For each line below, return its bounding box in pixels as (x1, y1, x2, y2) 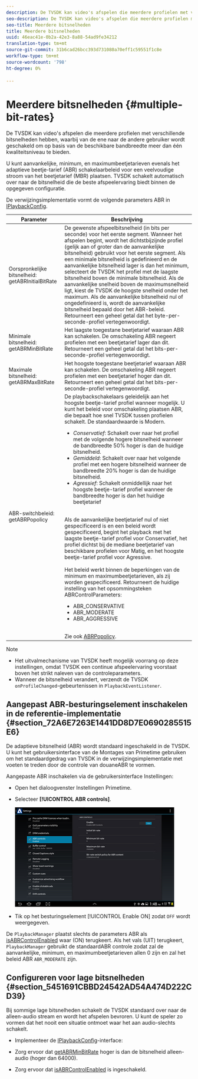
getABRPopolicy (8, 516, 48, 523)
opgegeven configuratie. (6, 185, 66, 192)
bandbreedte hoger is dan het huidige (73, 492, 165, 499)
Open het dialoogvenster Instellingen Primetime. (14, 784, 132, 791)
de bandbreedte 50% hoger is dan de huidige (73, 442, 184, 449)
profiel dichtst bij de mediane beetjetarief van (64, 541, 175, 548)
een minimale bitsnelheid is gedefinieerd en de (64, 256, 177, 263)
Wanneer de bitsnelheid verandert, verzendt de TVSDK (14, 676, 148, 683)
